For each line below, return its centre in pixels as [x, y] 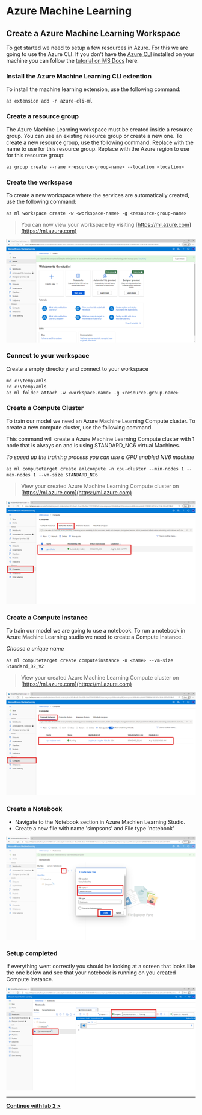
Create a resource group [43, 116]
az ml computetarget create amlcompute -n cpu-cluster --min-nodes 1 [95, 469]
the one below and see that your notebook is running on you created [91, 973]
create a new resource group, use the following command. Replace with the [100, 142]
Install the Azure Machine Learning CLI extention [79, 76]
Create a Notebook [34, 809]
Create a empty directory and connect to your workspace [78, 368]
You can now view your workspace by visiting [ [79, 224]
